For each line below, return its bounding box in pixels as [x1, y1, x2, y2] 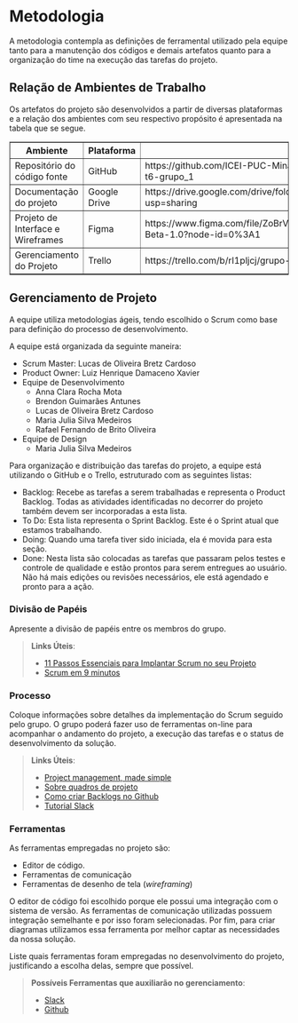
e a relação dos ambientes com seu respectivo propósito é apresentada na [9, 113, 283, 123]
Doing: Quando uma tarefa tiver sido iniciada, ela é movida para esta [21, 534, 272, 544]
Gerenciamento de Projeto [9, 290, 158, 305]
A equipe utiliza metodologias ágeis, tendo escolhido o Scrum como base [9, 313, 278, 325]
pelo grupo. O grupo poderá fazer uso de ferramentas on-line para [9, 719, 253, 730]
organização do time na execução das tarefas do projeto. [9, 54, 218, 65]
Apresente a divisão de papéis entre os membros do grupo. [9, 623, 227, 634]
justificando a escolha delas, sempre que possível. [9, 961, 194, 971]
